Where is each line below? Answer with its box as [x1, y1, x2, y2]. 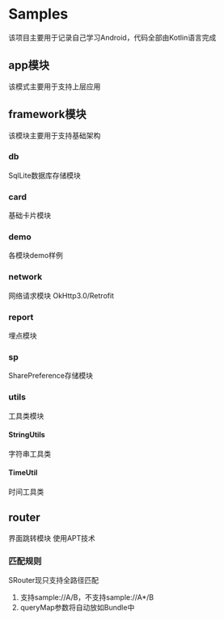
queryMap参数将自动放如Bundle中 [19, 603, 135, 613]
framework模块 [8, 108, 87, 121]
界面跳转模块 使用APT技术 [8, 533, 95, 542]
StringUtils [8, 430, 46, 440]
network [8, 272, 43, 283]
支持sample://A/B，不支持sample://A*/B [19, 593, 154, 602]
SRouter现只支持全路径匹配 [8, 576, 99, 585]
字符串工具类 [8, 449, 51, 458]
